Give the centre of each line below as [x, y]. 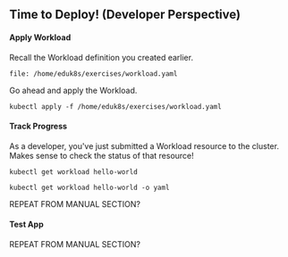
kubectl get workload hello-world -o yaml [89, 187]
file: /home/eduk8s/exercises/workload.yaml [93, 74]
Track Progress [38, 126]
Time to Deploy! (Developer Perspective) [125, 15]
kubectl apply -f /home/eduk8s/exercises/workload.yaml [115, 106]
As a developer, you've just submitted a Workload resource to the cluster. [144, 145]
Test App [26, 224]
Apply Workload [40, 37]
